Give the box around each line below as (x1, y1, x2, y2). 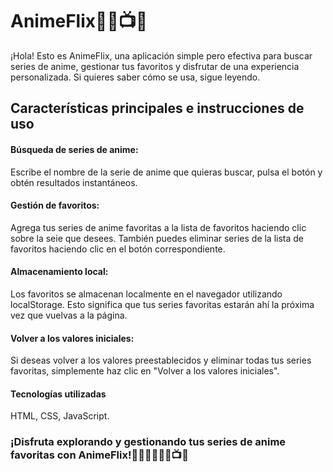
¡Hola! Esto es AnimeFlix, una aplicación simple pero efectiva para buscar (10, 49, 313, 62)
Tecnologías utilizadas (10, 388, 107, 400)
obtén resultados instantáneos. (10, 176, 138, 188)
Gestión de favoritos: (10, 199, 100, 212)
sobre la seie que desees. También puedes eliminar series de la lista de (10, 232, 305, 244)
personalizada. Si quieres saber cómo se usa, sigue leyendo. (10, 71, 261, 83)
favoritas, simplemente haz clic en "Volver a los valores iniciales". (10, 365, 280, 377)
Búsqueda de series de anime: (10, 143, 139, 155)
